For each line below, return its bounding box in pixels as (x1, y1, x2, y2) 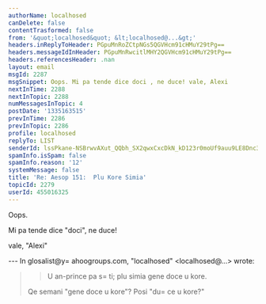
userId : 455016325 (8, 188, 69, 196)
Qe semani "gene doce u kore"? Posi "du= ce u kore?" (27, 287, 205, 296)
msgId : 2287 (8, 70, 47, 78)
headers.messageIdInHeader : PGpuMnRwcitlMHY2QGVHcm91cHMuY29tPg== (8, 48, 232, 56)
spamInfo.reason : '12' (8, 159, 83, 167)
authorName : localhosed (8, 11, 87, 20)
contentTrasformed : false (8, 26, 93, 34)
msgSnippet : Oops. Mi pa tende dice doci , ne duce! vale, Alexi (8, 78, 228, 85)
